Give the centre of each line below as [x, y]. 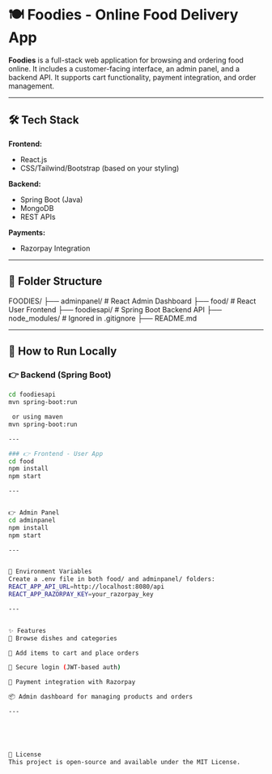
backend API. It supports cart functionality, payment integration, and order [132, 77]
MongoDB [37, 208]
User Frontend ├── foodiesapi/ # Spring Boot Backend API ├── [115, 309]
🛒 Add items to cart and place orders [74, 653]
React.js [34, 159]
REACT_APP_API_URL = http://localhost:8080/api [86, 587]
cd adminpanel [32, 520]
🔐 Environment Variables [50, 572]
